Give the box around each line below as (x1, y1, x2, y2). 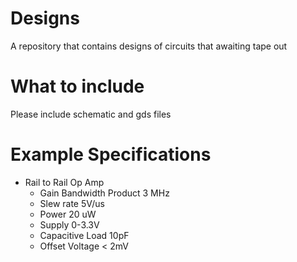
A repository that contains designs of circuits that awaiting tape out (10, 40, 288, 52)
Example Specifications (10, 143, 212, 166)
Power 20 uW (39, 208, 97, 220)
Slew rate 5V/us (39, 197, 105, 209)
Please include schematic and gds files (10, 108, 172, 120)
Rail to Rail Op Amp (24, 176, 105, 188)
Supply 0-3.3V (39, 218, 100, 231)
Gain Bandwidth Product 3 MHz (39, 187, 170, 199)
